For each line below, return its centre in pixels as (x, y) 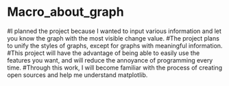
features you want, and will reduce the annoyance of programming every (110, 60)
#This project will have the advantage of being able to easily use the (104, 53)
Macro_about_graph (66, 12)
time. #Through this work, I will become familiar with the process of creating (115, 67)
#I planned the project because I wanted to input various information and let (114, 31)
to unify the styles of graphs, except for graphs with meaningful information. (115, 45)
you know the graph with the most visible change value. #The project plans (113, 38)
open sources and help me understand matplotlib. (77, 75)
